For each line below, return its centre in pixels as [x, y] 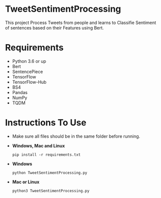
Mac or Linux [26, 182]
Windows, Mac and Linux [39, 146]
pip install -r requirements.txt [46, 155]
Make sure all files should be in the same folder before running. [76, 136]
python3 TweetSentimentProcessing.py [51, 191]
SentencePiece [27, 72]
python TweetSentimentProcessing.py [50, 173]
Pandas [20, 92]
